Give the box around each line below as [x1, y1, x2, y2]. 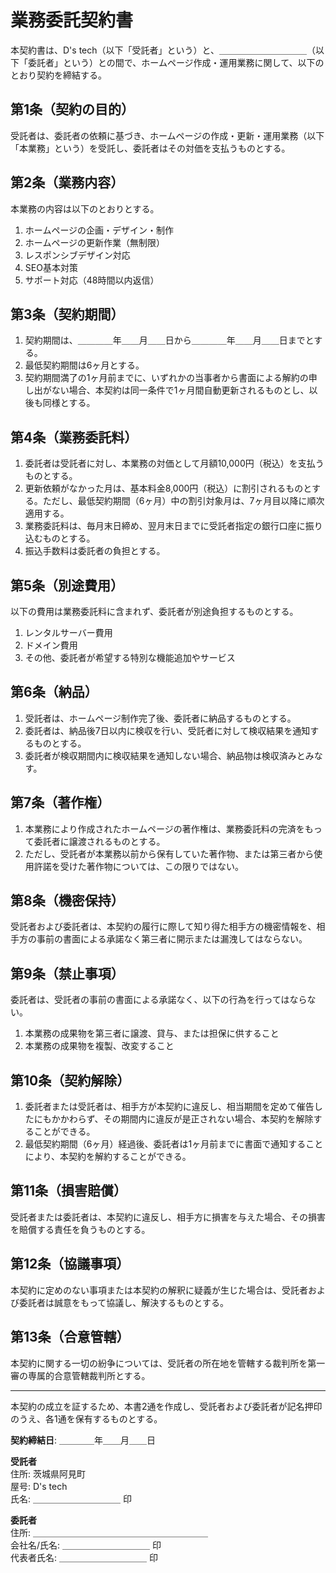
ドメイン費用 [24, 639, 78, 651]
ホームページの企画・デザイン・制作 [24, 224, 175, 236]
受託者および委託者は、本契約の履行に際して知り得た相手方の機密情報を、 [10, 921, 317, 933]
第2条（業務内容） [10, 174, 125, 191]
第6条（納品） [10, 684, 98, 701]
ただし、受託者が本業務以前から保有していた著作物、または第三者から [24, 847, 315, 860]
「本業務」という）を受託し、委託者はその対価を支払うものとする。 [10, 142, 291, 154]
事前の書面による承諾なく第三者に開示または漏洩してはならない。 [36, 933, 308, 945]
